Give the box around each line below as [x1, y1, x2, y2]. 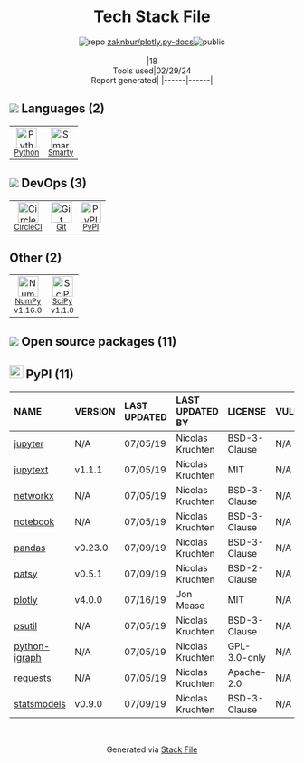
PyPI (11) [25, 367, 74, 382]
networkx [14, 489, 54, 501]
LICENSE [227, 405, 267, 417]
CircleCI [14, 222, 43, 232]
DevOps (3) [21, 176, 88, 191]
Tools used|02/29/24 [112, 65, 192, 76]
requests [14, 672, 52, 684]
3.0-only [227, 651, 267, 663]
